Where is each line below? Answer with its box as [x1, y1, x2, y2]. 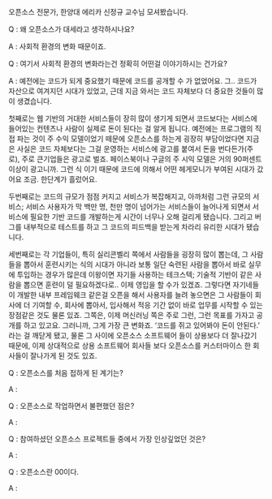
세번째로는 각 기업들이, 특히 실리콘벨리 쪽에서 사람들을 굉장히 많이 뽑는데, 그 [8, 250, 249, 259]
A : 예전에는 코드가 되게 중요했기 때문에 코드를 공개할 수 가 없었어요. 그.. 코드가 [8, 76, 257, 85]
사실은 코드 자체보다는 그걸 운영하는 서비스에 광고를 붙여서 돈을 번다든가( [16, 144, 248, 153]
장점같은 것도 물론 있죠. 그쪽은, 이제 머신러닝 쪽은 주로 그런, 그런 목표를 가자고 [8, 311, 255, 320]
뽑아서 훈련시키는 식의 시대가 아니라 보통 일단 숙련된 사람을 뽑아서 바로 [23, 260, 247, 269]
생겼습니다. [16, 97, 53, 105]
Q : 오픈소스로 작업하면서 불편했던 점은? [8, 401, 135, 411]
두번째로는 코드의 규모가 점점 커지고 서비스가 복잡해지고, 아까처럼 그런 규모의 [8, 191, 252, 201]
